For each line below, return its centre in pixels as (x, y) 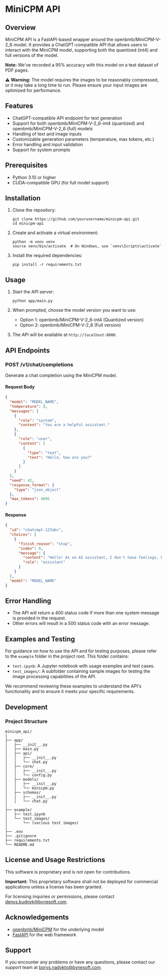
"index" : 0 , (31, 548)
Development (27, 707)
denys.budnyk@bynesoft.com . (37, 901)
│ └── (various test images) (42, 823)
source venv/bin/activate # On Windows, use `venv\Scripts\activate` (87, 246)
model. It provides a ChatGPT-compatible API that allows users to (80, 45)
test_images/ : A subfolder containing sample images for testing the (81, 671)
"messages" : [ (24, 411)
